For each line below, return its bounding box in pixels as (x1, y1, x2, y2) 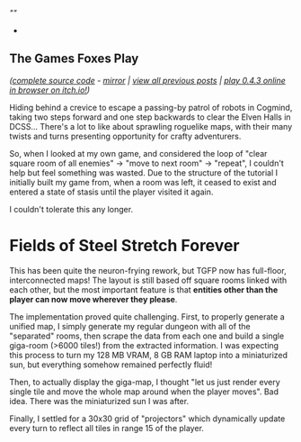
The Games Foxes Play (9, 51, 139, 67)
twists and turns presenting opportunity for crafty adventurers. (9, 131, 242, 141)
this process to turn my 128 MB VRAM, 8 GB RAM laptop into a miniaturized (9, 349, 288, 360)
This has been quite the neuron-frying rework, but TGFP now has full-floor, (9, 265, 287, 275)
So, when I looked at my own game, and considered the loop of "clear (9, 148, 268, 158)
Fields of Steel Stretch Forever (9, 236, 240, 256)
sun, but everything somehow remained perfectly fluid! (9, 359, 213, 370)
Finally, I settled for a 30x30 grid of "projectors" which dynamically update (9, 413, 286, 424)
